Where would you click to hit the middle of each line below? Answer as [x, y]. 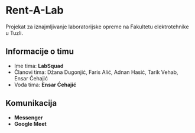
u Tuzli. [14, 33]
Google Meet [30, 124]
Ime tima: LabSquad [39, 66]
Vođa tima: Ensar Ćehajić [45, 85]
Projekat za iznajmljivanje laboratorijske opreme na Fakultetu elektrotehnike [97, 27]
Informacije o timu [40, 52]
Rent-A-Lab [35, 10]
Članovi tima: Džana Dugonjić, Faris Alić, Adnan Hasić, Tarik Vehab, [96, 72]
